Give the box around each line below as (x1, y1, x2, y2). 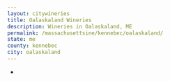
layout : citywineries (7, 10, 70, 17)
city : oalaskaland (7, 49, 61, 56)
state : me (7, 36, 36, 43)
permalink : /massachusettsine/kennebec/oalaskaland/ (7, 29, 164, 37)
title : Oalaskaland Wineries (7, 17, 92, 24)
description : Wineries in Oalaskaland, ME (7, 23, 132, 30)
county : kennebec (7, 42, 58, 49)
